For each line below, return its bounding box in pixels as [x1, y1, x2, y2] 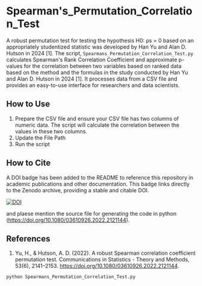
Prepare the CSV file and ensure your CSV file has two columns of [14, 115, 179, 122]
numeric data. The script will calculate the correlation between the [14, 121, 180, 129]
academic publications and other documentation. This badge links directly [6, 180, 190, 187]
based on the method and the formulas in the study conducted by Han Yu [6, 68, 188, 76]
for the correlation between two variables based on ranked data [23, 62, 182, 70]
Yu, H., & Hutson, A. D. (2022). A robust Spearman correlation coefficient [14, 249, 196, 257]
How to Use [6, 99, 50, 109]
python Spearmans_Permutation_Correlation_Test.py [6, 274, 136, 280]
